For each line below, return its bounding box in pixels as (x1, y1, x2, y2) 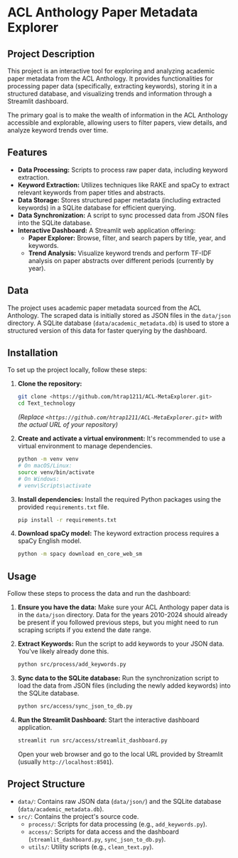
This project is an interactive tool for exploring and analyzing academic (7, 67, 215, 75)
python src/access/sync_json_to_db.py (17, 703, 133, 710)
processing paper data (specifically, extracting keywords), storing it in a (7, 82, 218, 90)
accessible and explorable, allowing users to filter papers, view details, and (7, 118, 227, 127)
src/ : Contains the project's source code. (17, 812, 139, 820)
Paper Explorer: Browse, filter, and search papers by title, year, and (28, 233, 226, 242)
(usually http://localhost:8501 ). (17, 757, 114, 766)
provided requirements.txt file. (17, 502, 109, 511)
